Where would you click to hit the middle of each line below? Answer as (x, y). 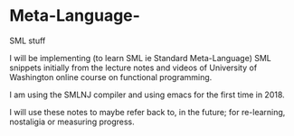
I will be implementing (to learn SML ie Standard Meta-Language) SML (140, 58)
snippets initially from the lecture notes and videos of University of (133, 68)
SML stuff (28, 41)
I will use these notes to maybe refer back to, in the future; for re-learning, (147, 112)
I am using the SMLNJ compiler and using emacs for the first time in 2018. (147, 95)
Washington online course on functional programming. (111, 77)
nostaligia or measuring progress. (72, 122)
